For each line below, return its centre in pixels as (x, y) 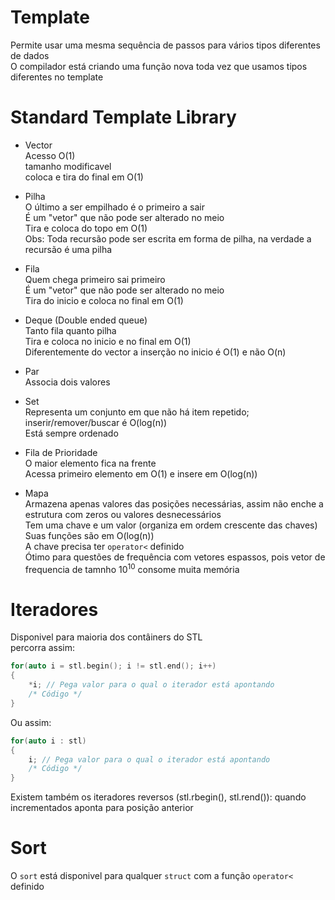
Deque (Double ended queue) (86, 320)
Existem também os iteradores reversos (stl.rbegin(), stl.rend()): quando (158, 797)
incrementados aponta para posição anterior (102, 808)
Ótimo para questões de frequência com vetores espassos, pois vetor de (175, 557)
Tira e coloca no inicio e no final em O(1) (108, 341)
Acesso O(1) (50, 155)
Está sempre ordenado (71, 433)
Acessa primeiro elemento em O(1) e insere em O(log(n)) (141, 473)
